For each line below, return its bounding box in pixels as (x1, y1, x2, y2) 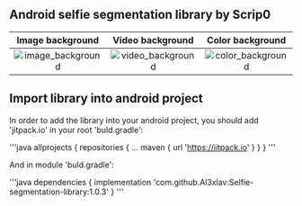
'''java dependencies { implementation (9, 176, 152, 187)
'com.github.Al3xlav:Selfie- (153, 176, 254, 187)
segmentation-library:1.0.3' (9, 186, 110, 197)
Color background (206, 33, 287, 46)
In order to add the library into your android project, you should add (9, 114, 259, 125)
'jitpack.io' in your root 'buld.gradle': (9, 124, 144, 135)
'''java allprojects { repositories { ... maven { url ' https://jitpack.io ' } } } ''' (9, 141, 276, 152)
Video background (111, 33, 194, 46)
